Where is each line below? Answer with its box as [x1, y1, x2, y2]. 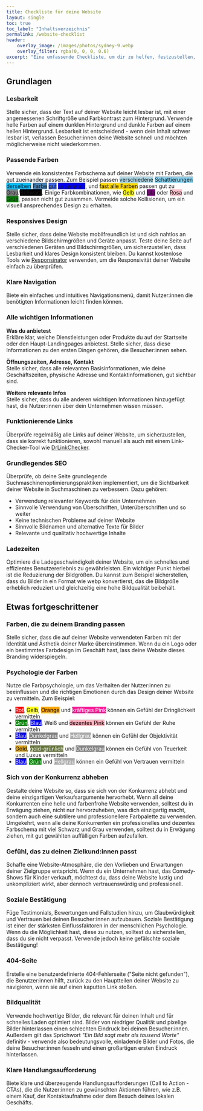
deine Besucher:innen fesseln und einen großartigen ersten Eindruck [6, 1044, 178, 1052]
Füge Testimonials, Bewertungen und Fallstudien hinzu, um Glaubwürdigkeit [6, 909, 195, 916]
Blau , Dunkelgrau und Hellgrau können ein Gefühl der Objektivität [14, 732, 178, 739]
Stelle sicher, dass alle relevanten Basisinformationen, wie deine [6, 364, 166, 372]
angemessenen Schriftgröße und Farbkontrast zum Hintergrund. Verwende [6, 115, 193, 122]
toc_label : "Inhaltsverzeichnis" [6, 25, 91, 32]
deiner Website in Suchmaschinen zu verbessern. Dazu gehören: [6, 485, 168, 493]
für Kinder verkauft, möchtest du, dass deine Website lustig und [24, 873, 184, 881]
